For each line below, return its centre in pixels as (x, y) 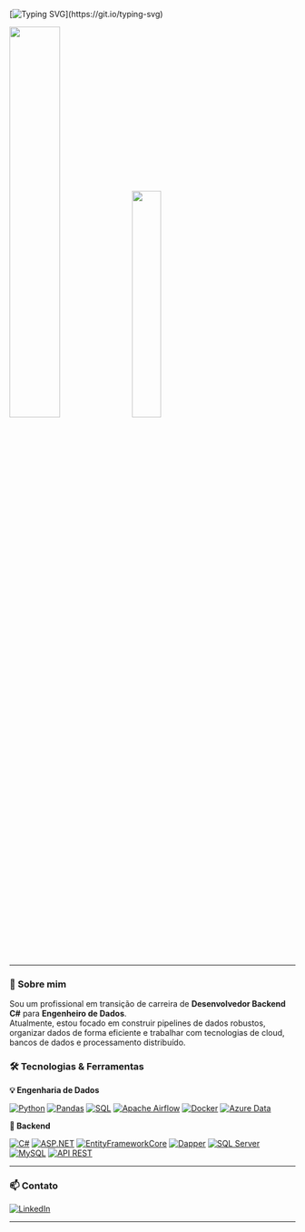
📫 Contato (34, 1186)
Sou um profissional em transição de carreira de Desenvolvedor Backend (148, 1004)
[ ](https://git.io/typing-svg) (86, 14)
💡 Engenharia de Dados (54, 1089)
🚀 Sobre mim (38, 984)
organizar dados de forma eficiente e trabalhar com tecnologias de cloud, (147, 1033)
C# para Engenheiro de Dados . (68, 1014)
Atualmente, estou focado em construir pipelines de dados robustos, (138, 1023)
